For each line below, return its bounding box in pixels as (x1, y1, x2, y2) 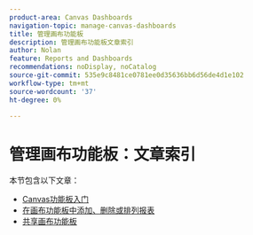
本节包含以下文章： (9, 175, 80, 186)
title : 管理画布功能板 (9, 29, 84, 38)
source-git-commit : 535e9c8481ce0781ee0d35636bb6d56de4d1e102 (9, 71, 244, 80)
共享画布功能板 (21, 216, 77, 227)
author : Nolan (9, 46, 62, 55)
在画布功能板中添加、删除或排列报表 (21, 205, 155, 215)
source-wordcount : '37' (9, 87, 98, 96)
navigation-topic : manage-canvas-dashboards (9, 21, 177, 30)
